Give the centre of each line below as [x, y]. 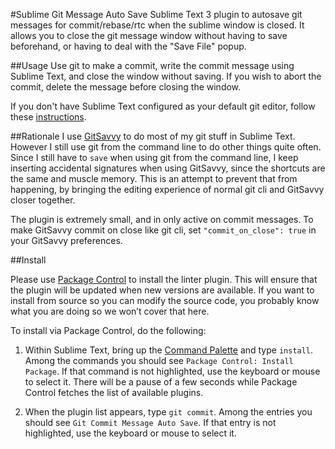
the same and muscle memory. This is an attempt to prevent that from [154, 178]
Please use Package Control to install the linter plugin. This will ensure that [164, 279]
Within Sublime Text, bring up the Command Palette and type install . [169, 350]
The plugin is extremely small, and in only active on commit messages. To [162, 219]
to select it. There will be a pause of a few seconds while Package [161, 382]
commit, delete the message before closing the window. [126, 87]
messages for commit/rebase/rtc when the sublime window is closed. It [157, 25]
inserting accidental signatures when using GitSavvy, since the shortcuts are [168, 168]
